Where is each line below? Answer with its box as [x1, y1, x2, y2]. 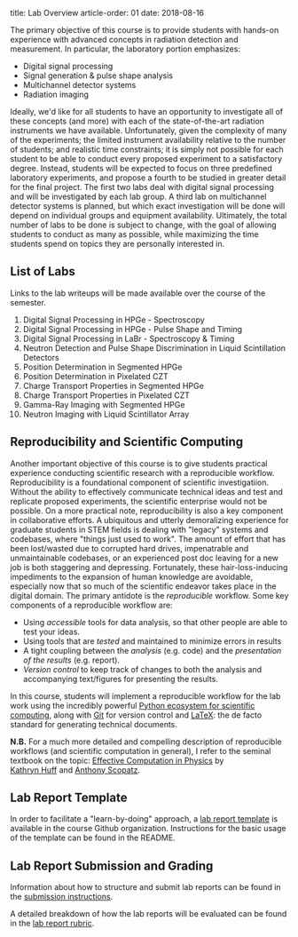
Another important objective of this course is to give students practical [10, 457, 268, 469]
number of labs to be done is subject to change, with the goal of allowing [10, 219, 278, 230]
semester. [10, 297, 47, 307]
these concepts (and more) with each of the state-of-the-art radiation [10, 115, 265, 126]
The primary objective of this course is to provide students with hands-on [10, 25, 279, 35]
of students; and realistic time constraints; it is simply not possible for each [10, 144, 285, 155]
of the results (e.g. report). [22, 655, 121, 665]
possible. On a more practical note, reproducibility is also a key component [10, 505, 284, 516]
